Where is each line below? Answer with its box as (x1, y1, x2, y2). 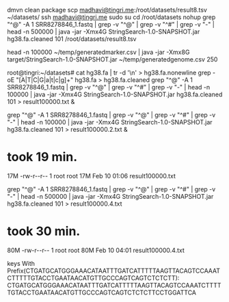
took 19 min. (7, 150, 78, 165)
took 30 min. (7, 223, 81, 239)
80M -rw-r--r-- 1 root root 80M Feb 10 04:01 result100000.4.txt (7, 246, 185, 254)
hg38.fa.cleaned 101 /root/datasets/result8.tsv (7, 35, 137, 43)
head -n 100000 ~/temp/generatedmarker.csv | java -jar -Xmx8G (7, 48, 190, 56)
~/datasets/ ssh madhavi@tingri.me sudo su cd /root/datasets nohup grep (7, 13, 216, 21)
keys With (7, 259, 36, 267)
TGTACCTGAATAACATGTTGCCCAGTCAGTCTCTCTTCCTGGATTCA (7, 288, 197, 297)
